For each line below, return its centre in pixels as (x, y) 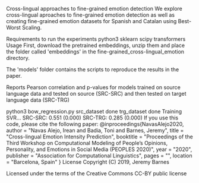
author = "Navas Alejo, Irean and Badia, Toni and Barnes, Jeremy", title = (95, 130)
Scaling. (32, 27)
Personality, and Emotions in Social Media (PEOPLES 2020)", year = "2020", (99, 149)
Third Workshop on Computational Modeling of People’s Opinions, (87, 143)
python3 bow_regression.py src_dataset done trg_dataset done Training (94, 111)
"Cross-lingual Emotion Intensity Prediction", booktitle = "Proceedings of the (99, 137)
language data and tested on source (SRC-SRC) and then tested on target (96, 94)
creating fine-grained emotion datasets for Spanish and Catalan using (91, 21)
